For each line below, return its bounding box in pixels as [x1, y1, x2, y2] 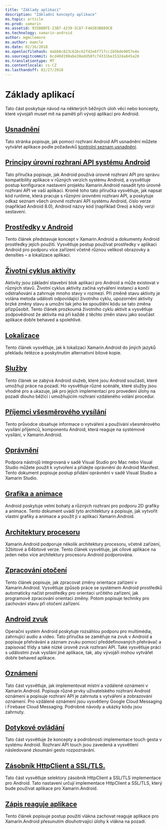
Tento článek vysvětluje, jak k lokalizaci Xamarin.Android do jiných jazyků [5, 344, 156, 350]
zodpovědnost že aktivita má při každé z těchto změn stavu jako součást [5, 312, 155, 318]
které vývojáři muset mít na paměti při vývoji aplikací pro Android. [5, 111, 140, 117]
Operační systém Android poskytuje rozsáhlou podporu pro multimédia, [5, 628, 152, 634]
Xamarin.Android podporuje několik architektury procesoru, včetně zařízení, [5, 541, 161, 547]
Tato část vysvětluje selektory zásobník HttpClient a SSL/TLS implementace [5, 775, 161, 781]
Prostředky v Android [5, 223, 73, 231]
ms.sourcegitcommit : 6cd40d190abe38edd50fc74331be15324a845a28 [5, 53, 140, 59]
